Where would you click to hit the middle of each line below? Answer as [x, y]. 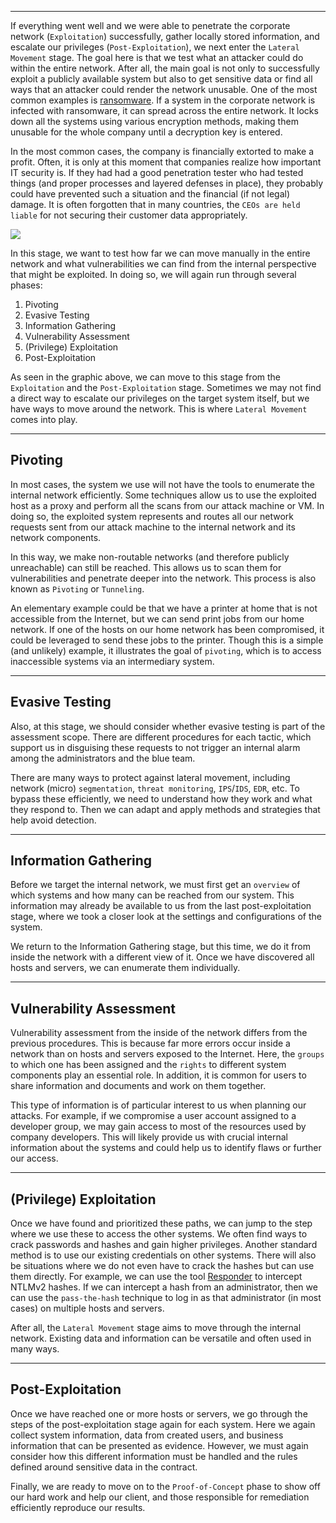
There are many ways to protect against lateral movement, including [150, 777]
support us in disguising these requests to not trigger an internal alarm [155, 747]
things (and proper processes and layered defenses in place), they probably [167, 183]
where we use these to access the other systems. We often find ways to [159, 1234]
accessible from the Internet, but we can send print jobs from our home [157, 618]
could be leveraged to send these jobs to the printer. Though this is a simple [167, 640]
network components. [56, 537]
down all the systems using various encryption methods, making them [154, 121]
